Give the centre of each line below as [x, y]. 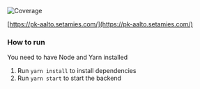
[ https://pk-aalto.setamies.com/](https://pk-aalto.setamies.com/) [100, 24]
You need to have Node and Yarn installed [67, 57]
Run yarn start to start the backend [69, 78]
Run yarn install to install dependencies [77, 71]
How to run [26, 42]
